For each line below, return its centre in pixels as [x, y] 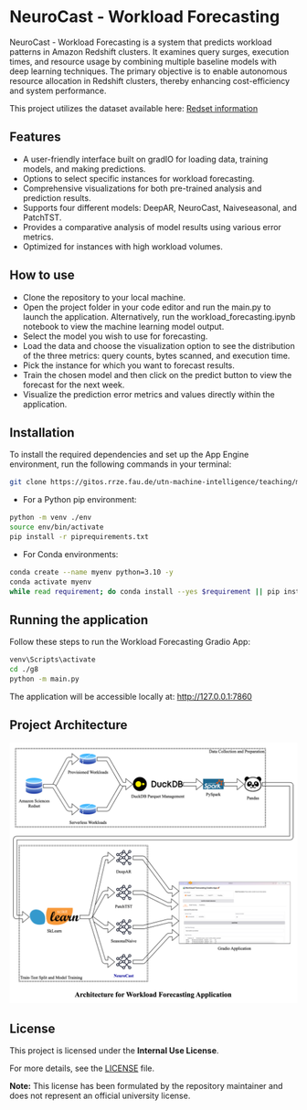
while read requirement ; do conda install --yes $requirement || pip [145, 591]
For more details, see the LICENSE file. [82, 1068]
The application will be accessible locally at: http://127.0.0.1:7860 [131, 696]
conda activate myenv [51, 582]
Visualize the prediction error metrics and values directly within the [149, 394]
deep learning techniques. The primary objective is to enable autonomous [148, 71]
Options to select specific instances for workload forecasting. [138, 178]
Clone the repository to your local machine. [104, 297]
